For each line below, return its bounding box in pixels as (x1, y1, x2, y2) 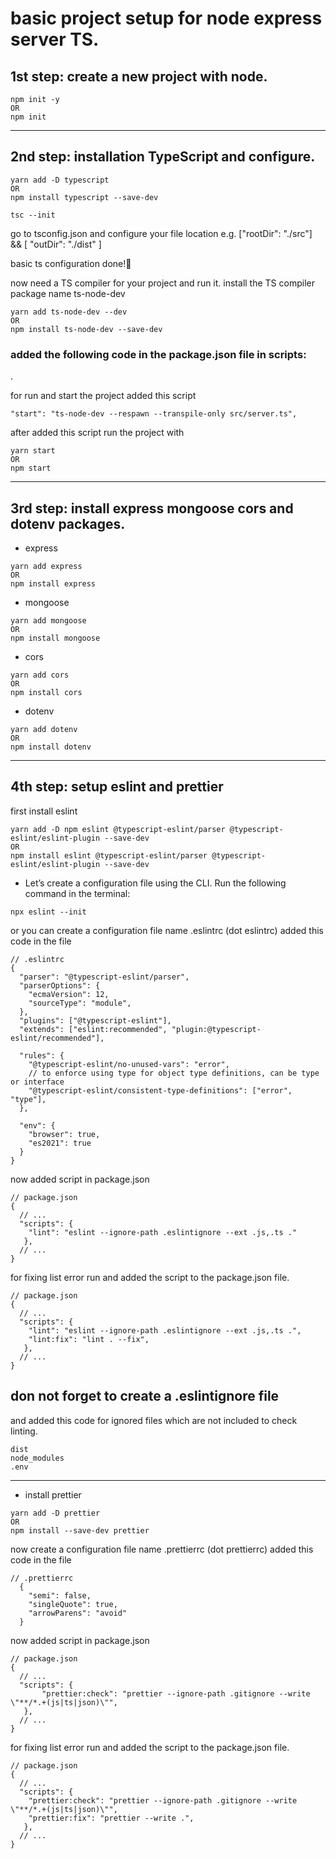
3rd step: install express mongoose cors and (10, 500, 294, 517)
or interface (10, 1077, 65, 1087)
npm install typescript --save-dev (10, 192, 159, 202)
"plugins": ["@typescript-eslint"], (19, 1015, 172, 1026)
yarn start (10, 446, 56, 456)
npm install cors (10, 687, 83, 697)
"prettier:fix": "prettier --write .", (28, 1813, 195, 1823)
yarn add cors (10, 670, 70, 680)
